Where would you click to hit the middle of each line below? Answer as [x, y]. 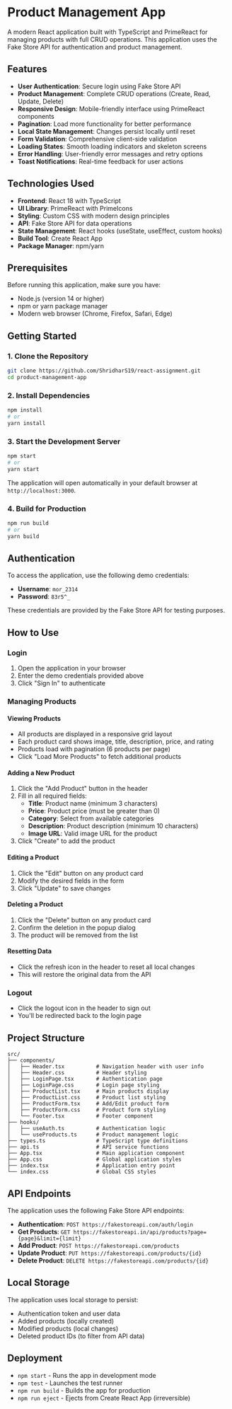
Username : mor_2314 [48, 589]
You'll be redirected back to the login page [80, 1016]
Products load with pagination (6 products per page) [94, 749]
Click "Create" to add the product [66, 841]
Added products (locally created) [66, 1321]
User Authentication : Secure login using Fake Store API [99, 86]
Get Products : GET [44, 1231]
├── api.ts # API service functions [88, 1147]
